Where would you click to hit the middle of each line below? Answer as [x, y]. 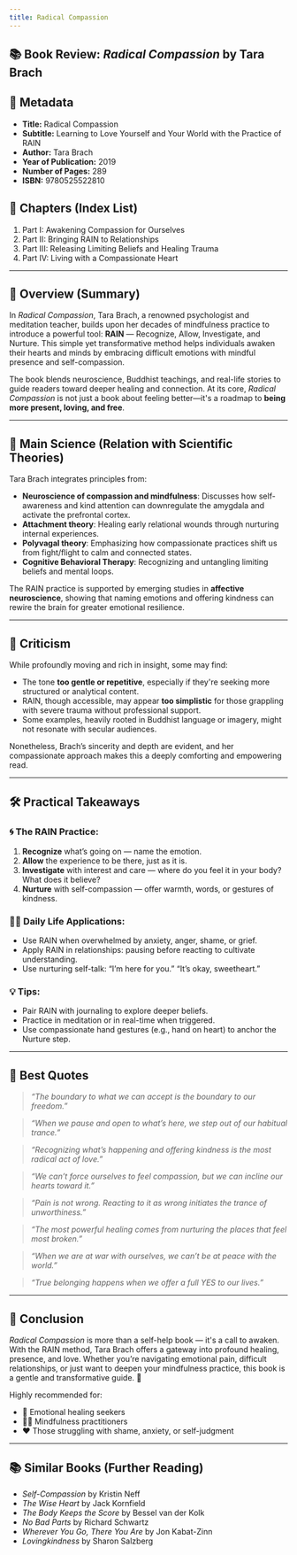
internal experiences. [61, 534]
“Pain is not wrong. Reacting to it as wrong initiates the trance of [149, 1203]
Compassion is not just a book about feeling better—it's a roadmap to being [147, 398]
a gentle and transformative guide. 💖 [76, 1377]
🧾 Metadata [42, 103]
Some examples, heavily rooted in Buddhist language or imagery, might [152, 720]
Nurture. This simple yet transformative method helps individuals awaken [142, 344]
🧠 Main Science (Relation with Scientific [121, 444]
